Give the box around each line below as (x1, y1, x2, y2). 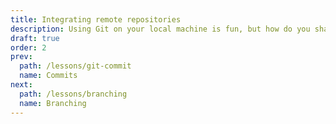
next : (10, 80, 33, 90)
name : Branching (19, 98, 87, 108)
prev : (10, 52, 33, 62)
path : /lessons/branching (19, 89, 128, 99)
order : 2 (10, 42, 47, 53)
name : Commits (19, 71, 78, 81)
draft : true (10, 33, 60, 43)
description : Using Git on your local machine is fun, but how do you (10, 24, 311, 34)
